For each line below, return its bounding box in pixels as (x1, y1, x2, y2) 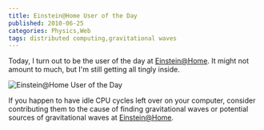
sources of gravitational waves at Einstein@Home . (8, 113, 174, 123)
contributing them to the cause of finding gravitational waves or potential (8, 104, 249, 114)
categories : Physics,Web (8, 26, 91, 35)
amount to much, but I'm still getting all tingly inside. (8, 65, 180, 75)
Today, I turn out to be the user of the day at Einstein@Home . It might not (8, 56, 250, 66)
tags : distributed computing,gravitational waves (8, 34, 178, 43)
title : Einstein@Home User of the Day (8, 11, 138, 20)
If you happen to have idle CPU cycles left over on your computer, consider (8, 95, 256, 105)
